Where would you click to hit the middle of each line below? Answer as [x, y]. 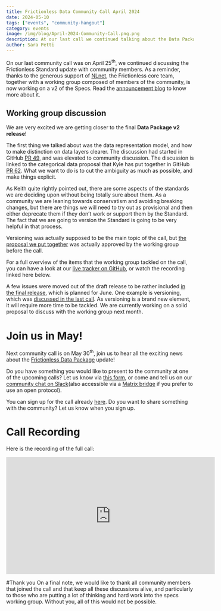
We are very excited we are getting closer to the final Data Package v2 [93, 127]
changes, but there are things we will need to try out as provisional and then [99, 208]
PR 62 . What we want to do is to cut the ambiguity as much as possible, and [99, 171]
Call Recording [43, 432]
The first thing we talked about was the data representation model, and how [99, 145]
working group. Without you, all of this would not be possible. [81, 601]
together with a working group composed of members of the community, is [98, 82]
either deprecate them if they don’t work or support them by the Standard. [97, 214]
